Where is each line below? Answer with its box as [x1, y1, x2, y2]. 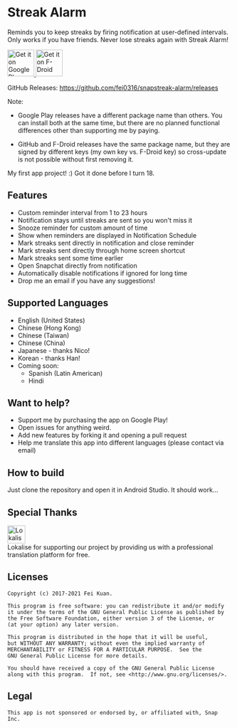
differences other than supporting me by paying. [17, 126, 160, 134]
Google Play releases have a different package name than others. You [17, 111, 223, 120]
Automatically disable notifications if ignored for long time [17, 268, 187, 278]
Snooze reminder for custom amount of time [17, 223, 148, 232]
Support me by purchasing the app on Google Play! [17, 416, 169, 424]
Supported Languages [7, 297, 109, 310]
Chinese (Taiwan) [17, 331, 70, 339]
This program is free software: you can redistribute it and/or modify [7, 602, 224, 609]
